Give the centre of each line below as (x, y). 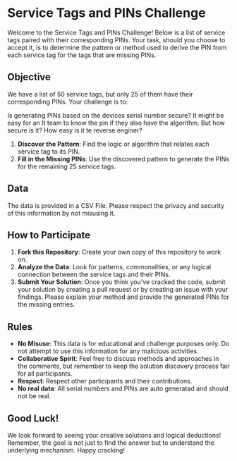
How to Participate (49, 235)
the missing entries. (46, 305)
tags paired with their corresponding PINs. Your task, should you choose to (116, 39)
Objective (29, 77)
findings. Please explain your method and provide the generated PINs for (123, 297)
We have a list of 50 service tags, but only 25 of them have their (100, 94)
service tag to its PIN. (49, 151)
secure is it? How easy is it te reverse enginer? (75, 130)
